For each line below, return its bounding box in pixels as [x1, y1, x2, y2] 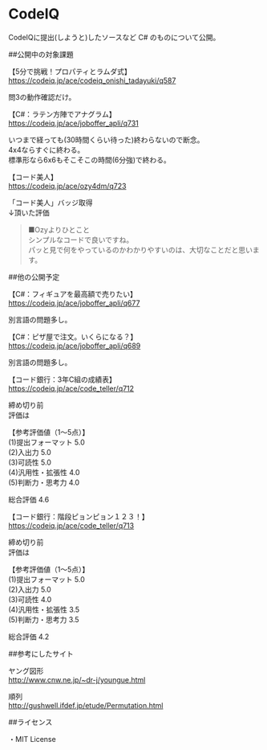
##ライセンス [8, 717, 53, 727]
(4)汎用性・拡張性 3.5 [8, 605, 80, 614]
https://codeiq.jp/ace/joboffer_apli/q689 [8, 341, 141, 350]
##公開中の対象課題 [8, 49, 74, 59]
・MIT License [8, 734, 56, 744]
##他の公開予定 [8, 272, 60, 281]
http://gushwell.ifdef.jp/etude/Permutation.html [8, 700, 164, 710]
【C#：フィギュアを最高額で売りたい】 [8, 289, 138, 298]
